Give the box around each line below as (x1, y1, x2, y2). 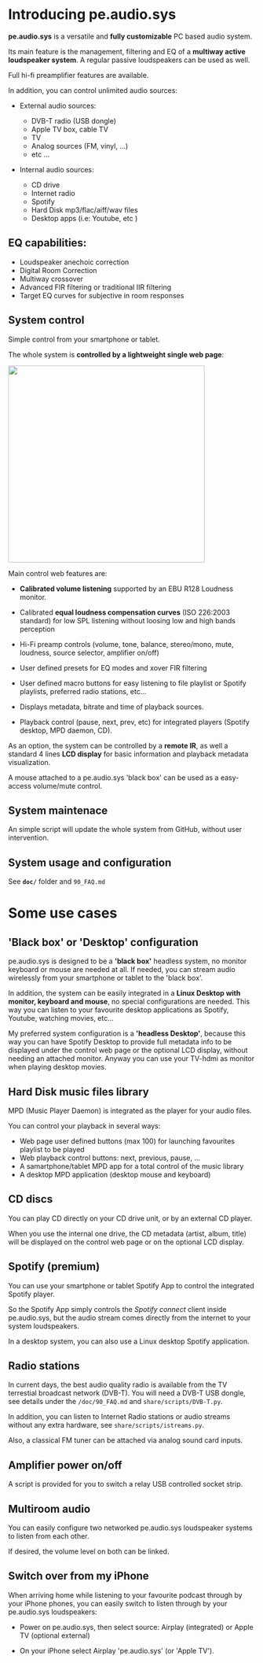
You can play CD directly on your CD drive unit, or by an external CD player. (8, 1214, 253, 1223)
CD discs (8, 1192, 53, 1206)
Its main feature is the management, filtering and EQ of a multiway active (8, 46, 246, 56)
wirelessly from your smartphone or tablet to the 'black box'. (8, 974, 203, 983)
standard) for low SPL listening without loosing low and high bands (19, 615, 236, 625)
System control (8, 313, 85, 327)
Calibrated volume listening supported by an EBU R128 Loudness (19, 584, 234, 593)
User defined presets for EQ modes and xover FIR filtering (19, 663, 207, 672)
